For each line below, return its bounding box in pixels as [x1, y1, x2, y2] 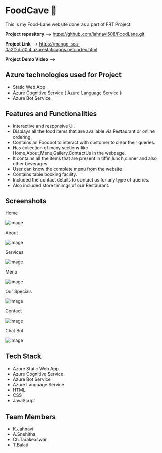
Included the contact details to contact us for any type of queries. [12, 176, 150, 183]
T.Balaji [12, 442, 28, 448]
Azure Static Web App [12, 366, 59, 372]
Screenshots [5, 197, 47, 205]
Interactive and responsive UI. [12, 123, 75, 129]
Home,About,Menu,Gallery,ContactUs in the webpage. [12, 150, 126, 156]
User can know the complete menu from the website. [12, 166, 124, 172]
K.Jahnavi [12, 426, 34, 432]
